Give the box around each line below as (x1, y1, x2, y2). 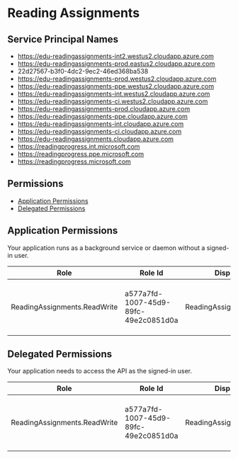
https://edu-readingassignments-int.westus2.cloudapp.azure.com (17, 90, 210, 98)
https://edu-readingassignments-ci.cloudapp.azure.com (17, 127, 182, 135)
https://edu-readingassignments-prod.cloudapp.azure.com (17, 105, 191, 113)
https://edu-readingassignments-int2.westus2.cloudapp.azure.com (17, 52, 214, 60)
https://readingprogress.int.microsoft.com (17, 142, 140, 150)
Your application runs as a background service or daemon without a (7, 243, 205, 252)
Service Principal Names (7, 33, 119, 45)
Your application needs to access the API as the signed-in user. (7, 367, 193, 375)
